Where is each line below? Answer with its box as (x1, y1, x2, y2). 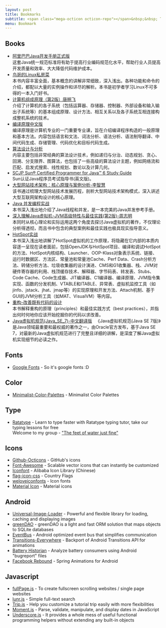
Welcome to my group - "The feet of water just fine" (12, 430, 119, 436)
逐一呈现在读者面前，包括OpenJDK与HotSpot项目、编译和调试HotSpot (16, 244, 161, 250)
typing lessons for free (12, 424, 59, 430)
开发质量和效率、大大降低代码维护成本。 (12, 65, 95, 72)
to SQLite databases (12, 527, 54, 533)
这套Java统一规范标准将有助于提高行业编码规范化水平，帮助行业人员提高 (12, 59, 161, 65)
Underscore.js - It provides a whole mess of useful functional (12, 612, 137, 618)
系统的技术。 (25, 115, 52, 121)
